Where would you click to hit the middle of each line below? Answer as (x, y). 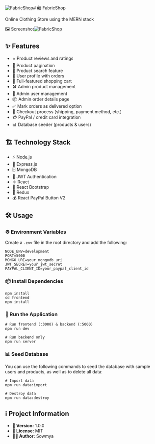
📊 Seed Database (27, 354)
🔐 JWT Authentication (34, 176)
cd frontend (17, 297)
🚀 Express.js (25, 164)
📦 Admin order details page (41, 99)
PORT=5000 (15, 256)
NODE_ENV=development (27, 252)
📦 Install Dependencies (34, 281)
